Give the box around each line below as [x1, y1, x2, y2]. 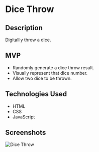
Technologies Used [5, 90, 67, 98]
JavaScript [12, 114, 35, 120]
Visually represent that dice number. [12, 70, 88, 76]
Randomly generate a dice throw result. [12, 64, 94, 71]
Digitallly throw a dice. [5, 37, 51, 43]
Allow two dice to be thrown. [12, 75, 72, 81]
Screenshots [5, 128, 46, 137]
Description [5, 24, 43, 32]
